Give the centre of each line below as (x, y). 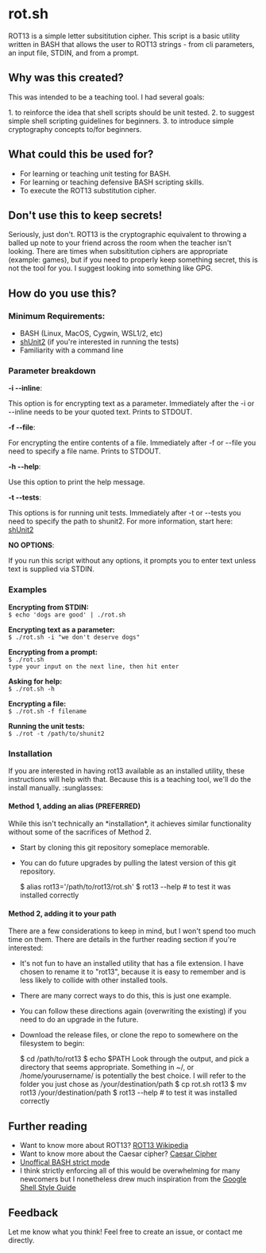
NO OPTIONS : (31, 545)
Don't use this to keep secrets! (85, 215)
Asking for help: (35, 681)
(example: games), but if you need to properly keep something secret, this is (133, 260)
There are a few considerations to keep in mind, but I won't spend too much (132, 931)
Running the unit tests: (46, 726)
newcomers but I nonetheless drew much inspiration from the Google (133, 1179)
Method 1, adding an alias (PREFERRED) (75, 806)
